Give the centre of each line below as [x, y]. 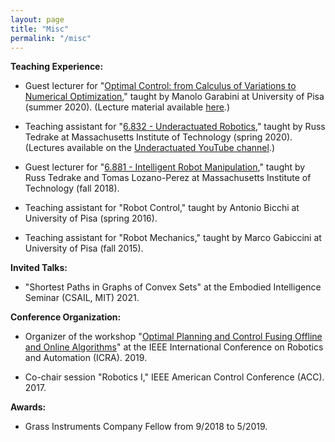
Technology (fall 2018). [72, 188]
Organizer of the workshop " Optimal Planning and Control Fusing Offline [173, 337]
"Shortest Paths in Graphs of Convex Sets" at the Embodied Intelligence [173, 287]
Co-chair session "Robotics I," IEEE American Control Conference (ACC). [174, 377]
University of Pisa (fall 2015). [84, 248]
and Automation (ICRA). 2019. [86, 358]
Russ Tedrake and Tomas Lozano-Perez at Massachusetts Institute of [168, 178]
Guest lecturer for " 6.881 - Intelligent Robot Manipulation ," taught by [165, 167]
